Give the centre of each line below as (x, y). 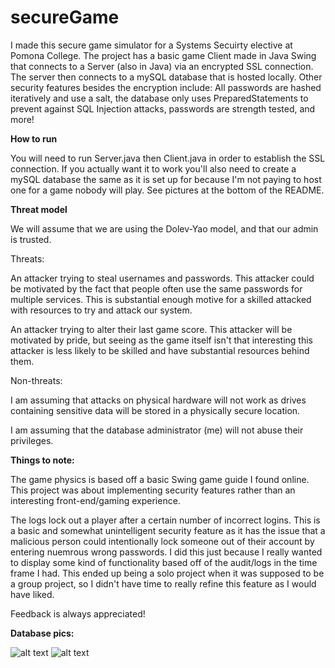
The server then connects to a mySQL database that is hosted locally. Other (166, 77)
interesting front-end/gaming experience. (95, 500)
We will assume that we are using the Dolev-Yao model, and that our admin (164, 228)
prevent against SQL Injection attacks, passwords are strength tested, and (163, 108)
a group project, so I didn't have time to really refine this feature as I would (163, 583)
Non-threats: (36, 380)
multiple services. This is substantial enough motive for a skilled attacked (161, 299)
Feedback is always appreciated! (78, 613)
